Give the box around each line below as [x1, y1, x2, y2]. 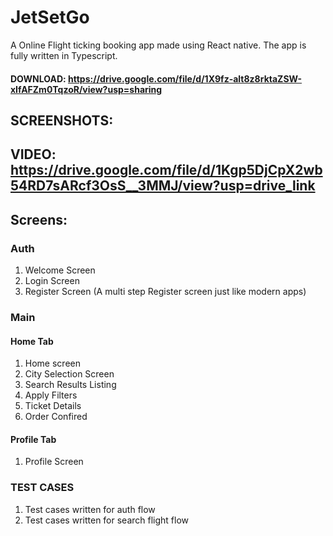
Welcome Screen [24, 264, 96, 276]
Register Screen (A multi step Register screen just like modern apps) [24, 286, 307, 297]
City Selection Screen [24, 368, 115, 380]
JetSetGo [10, 6, 90, 29]
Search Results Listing [24, 379, 117, 391]
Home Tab [10, 335, 54, 347]
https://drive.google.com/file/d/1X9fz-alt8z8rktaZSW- [68, 72, 303, 85]
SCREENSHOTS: [10, 112, 114, 129]
